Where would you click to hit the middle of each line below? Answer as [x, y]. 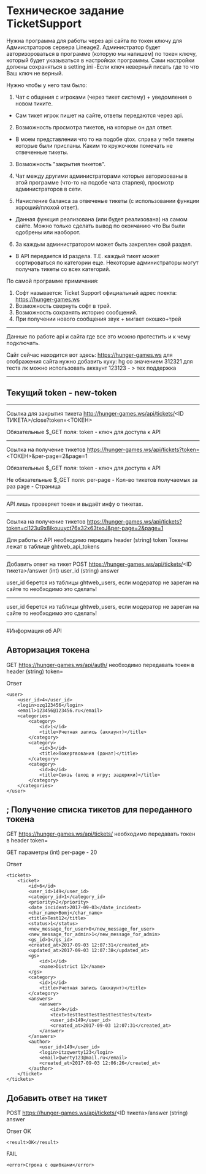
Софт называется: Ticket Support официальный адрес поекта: [96, 292]
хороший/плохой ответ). [47, 207]
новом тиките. [34, 103]
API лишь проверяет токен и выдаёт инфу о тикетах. [75, 504]
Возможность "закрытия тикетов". [60, 164]
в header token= [27, 840]
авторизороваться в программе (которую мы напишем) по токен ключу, [102, 53]
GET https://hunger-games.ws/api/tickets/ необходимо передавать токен [101, 834]
